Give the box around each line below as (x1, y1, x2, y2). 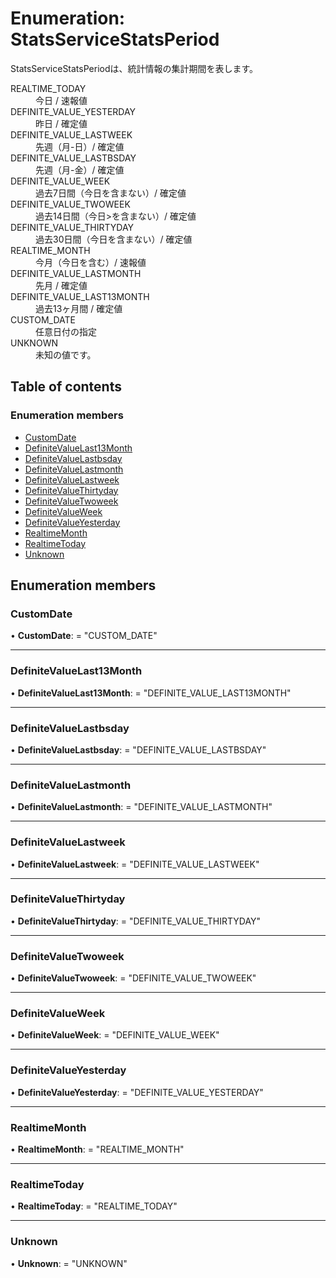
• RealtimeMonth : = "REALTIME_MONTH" (10, 1143, 185, 1155)
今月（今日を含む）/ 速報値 (35, 256, 147, 268)
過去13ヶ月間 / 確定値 (35, 302, 123, 314)
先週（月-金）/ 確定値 (35, 163, 125, 176)
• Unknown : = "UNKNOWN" (10, 1257, 128, 1269)
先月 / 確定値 (35, 279, 88, 291)
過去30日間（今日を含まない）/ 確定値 (35, 233, 193, 245)
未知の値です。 (35, 348, 97, 361)
